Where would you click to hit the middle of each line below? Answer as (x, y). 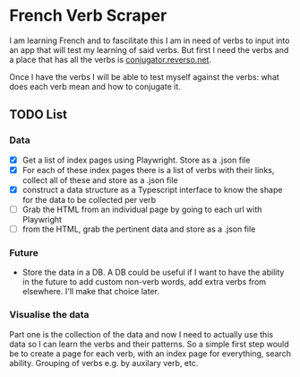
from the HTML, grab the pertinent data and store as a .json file (139, 229)
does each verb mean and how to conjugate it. (95, 86)
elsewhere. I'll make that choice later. (90, 292)
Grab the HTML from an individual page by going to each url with (142, 209)
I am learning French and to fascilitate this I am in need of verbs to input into (150, 40)
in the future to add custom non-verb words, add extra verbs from (144, 282)
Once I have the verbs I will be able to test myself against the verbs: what (144, 76)
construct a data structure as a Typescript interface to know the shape (152, 189)
